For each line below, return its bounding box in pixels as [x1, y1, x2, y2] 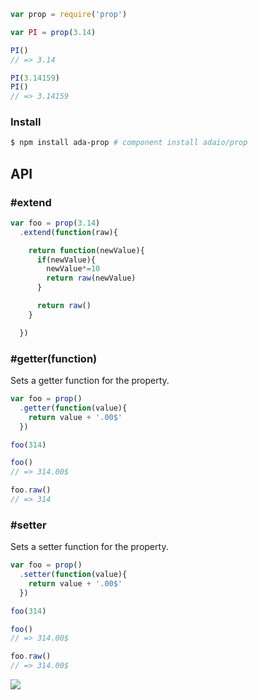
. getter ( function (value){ [19, 403, 128, 413]
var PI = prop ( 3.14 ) [10, 27, 97, 37]
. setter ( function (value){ [19, 570, 128, 580]
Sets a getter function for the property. [10, 375, 170, 387]
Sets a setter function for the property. [10, 541, 169, 553]
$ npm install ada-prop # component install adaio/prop [10, 138, 248, 148]
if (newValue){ [36, 255, 97, 265]
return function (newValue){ [28, 245, 145, 255]
